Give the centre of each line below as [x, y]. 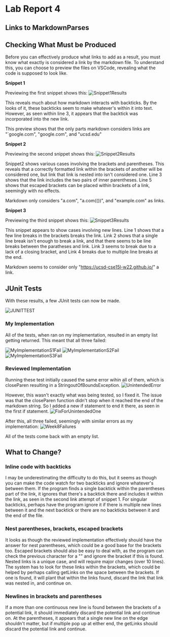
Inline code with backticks [38, 467]
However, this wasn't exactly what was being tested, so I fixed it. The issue [84, 395]
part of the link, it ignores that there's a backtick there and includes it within [84, 494]
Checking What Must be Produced [61, 44]
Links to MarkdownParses [47, 28]
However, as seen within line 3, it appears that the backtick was [72, 114]
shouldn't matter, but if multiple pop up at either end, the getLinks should [81, 624]
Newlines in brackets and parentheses [54, 596]
